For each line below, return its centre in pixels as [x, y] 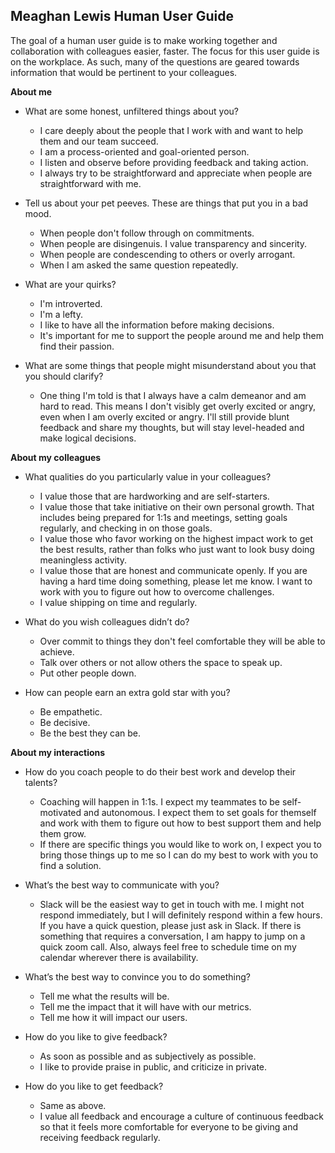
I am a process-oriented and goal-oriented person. [144, 151]
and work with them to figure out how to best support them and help [180, 823]
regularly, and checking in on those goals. [126, 528]
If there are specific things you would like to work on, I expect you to [180, 844]
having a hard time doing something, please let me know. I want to [176, 581]
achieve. [57, 651]
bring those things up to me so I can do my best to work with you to [179, 855]
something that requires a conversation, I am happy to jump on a [172, 936]
